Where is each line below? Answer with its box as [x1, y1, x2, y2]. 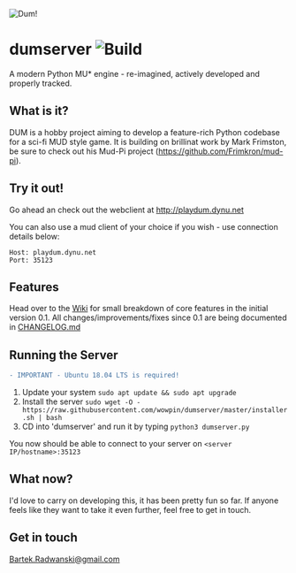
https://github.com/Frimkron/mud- [157, 146, 284, 157]
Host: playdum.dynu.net [9, 248, 97, 256]
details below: [9, 231, 60, 241]
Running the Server [9, 348, 118, 363]
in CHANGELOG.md [9, 322, 81, 332]
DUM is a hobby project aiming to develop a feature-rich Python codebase [9, 126, 280, 137]
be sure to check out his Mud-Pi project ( [9, 146, 159, 157]
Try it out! [9, 181, 65, 196]
